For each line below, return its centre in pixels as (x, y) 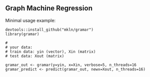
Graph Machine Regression (49, 8)
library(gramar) (22, 34)
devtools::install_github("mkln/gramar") (49, 30)
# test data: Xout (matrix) (35, 56)
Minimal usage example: (31, 20)
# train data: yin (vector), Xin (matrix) (51, 52)
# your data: (19, 47)
